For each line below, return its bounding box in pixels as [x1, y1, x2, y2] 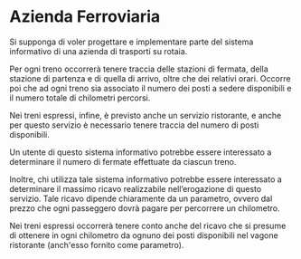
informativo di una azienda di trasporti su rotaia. [9, 45, 188, 56]
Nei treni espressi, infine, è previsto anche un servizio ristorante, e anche [9, 110, 282, 120]
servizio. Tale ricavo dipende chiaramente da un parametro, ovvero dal [9, 193, 273, 204]
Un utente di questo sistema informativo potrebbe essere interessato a [9, 147, 272, 158]
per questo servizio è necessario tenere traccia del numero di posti [9, 120, 259, 130]
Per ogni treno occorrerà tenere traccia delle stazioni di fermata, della [9, 63, 268, 74]
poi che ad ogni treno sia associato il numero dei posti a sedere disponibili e [9, 82, 292, 93]
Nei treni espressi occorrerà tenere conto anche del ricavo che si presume [9, 220, 287, 231]
